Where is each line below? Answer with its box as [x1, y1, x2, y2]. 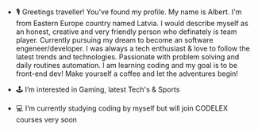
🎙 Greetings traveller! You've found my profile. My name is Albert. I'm [15, 7, 242, 17]
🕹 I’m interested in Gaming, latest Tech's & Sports [15, 85, 180, 94]
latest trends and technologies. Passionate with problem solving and [15, 52, 240, 62]
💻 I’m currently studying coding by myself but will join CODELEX [15, 104, 229, 113]
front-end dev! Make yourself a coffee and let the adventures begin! [15, 69, 238, 78]
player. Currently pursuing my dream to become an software [15, 36, 214, 44]
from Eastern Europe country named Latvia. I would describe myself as [15, 19, 248, 28]
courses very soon [15, 115, 78, 124]
